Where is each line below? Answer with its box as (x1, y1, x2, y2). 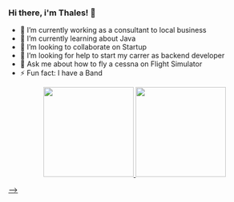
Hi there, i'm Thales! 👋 (8, 7, 96, 18)
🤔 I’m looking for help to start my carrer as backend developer (19, 51, 225, 61)
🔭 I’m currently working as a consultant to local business (19, 26, 207, 35)
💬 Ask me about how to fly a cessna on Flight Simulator (19, 59, 203, 69)
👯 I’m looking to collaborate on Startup (19, 42, 147, 52)
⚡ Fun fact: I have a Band (19, 68, 103, 78)
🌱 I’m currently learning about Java (19, 34, 136, 43)
